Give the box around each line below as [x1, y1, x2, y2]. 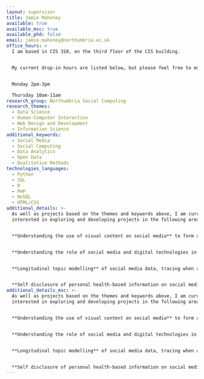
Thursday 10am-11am [12, 92, 61, 98]
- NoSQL [12, 194, 32, 200]
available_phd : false [6, 32, 61, 38]
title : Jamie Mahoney [6, 15, 61, 21]
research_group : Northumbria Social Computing [6, 98, 126, 104]
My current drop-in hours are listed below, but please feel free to [12, 64, 191, 71]
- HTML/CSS [12, 200, 39, 206]
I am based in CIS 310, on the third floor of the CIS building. [12, 49, 181, 55]
